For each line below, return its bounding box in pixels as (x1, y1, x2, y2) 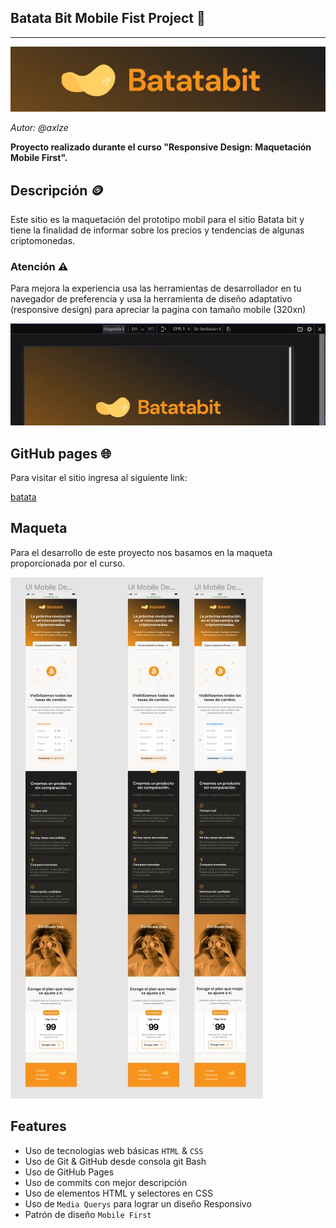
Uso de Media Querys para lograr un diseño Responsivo (24, 1197, 252, 1210)
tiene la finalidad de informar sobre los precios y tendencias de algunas (10, 224, 305, 236)
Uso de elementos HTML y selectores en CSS (24, 1187, 213, 1199)
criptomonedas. (10, 234, 76, 246)
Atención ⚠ (10, 259, 69, 273)
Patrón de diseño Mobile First (24, 1208, 152, 1220)
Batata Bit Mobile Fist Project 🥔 (10, 10, 206, 27)
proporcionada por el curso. (10, 557, 126, 569)
